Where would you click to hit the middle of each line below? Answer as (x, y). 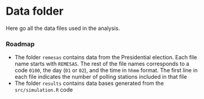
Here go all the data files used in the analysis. (63, 28)
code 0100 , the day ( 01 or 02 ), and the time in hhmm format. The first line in (106, 70)
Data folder (35, 11)
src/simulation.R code (44, 90)
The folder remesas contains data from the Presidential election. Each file (106, 57)
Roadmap (20, 44)
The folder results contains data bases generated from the (89, 83)
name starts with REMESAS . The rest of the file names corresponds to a (102, 64)
